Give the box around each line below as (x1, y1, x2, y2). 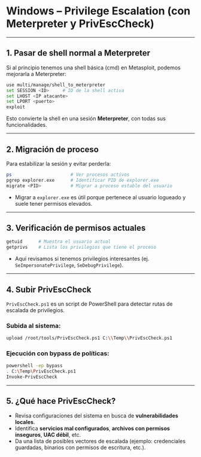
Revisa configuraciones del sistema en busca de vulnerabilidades (14, 412, 178, 419)
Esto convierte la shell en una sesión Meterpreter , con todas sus (6, 115, 166, 122)
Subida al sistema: (6, 321, 61, 330)
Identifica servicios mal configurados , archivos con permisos (14, 425, 170, 432)
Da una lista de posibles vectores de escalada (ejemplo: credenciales (14, 437, 186, 444)
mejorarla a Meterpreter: (6, 70, 67, 77)
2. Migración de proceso (6, 144, 99, 154)
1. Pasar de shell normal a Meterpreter (6, 48, 151, 58)
